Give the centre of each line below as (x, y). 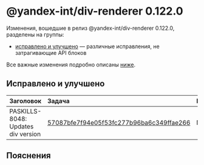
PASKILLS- (25, 111)
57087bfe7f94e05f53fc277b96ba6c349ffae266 (119, 122)
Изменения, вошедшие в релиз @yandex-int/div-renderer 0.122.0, (90, 28)
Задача (59, 100)
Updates (22, 126)
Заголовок (25, 100)
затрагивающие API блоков (51, 52)
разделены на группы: (36, 34)
